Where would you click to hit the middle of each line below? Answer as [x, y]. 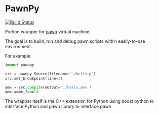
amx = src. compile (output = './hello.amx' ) [48, 87]
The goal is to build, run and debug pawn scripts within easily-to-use [75, 41]
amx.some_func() [22, 92]
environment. [19, 46]
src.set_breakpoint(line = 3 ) [34, 78]
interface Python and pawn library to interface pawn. [59, 107]
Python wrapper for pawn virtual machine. [48, 31]
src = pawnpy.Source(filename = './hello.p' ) [51, 74]
